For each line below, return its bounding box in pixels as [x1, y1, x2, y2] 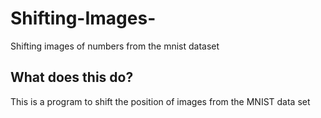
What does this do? [10, 69, 134, 86]
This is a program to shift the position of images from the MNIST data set [10, 95, 311, 107]
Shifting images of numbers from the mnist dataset [10, 40, 220, 52]
